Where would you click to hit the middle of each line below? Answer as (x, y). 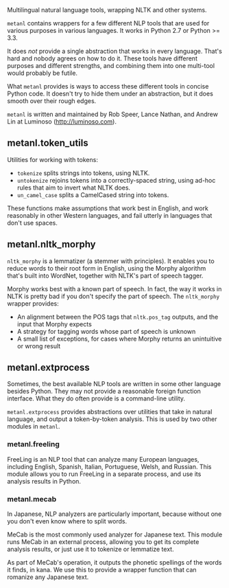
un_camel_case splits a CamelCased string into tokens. (93, 194)
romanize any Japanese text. (48, 577)
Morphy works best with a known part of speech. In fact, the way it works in (114, 289)
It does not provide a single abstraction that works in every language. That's (115, 51)
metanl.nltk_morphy (51, 244)
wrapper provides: (33, 303)
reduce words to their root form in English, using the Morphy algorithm (107, 268)
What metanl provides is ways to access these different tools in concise (108, 86)
